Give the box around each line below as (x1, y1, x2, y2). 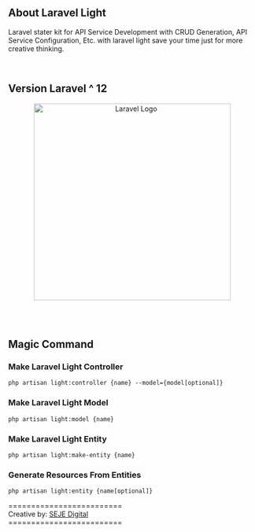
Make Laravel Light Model (8, 397, 109, 408)
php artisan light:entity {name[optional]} (8, 487, 153, 495)
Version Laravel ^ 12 (8, 82, 108, 95)
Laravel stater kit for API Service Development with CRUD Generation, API (8, 27, 248, 36)
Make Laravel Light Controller (8, 361, 124, 372)
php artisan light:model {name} (8, 415, 114, 423)
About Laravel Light (8, 6, 106, 20)
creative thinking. (8, 43, 65, 54)
